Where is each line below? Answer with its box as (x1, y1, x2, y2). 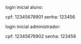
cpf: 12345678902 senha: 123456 (5, 33, 76, 39)
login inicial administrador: (5, 23, 61, 29)
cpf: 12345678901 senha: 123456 (5, 14, 75, 19)
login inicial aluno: (5, 4, 43, 10)
